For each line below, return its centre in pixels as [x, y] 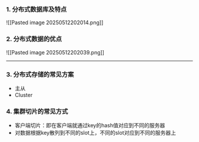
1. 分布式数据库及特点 [36, 9]
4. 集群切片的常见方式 [37, 111]
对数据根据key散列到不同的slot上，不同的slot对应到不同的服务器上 [95, 133]
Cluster [23, 95]
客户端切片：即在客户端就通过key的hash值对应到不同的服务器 [90, 125]
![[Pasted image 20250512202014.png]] [55, 22]
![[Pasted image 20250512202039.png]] [55, 52]
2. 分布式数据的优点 [34, 39]
